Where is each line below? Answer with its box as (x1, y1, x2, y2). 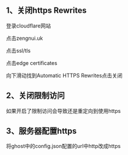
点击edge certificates (6, 59, 57, 66)
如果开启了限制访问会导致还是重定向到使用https (6, 107, 121, 114)
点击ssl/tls (6, 47, 31, 54)
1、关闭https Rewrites (6, 5, 87, 16)
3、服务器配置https (6, 126, 77, 136)
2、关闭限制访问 (6, 91, 65, 101)
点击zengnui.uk (6, 35, 43, 42)
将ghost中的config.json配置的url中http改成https (6, 143, 121, 150)
